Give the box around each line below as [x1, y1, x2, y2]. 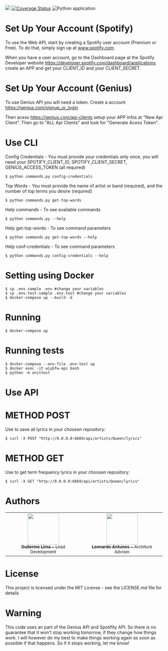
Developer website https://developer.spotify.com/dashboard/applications [5, 60, 156, 66]
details [5, 590, 19, 596]
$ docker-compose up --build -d [5, 295, 72, 300]
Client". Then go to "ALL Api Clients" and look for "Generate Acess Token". [5, 119, 159, 125]
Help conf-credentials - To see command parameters [5, 243, 115, 249]
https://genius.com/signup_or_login [5, 104, 78, 110]
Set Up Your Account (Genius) [5, 83, 132, 94]
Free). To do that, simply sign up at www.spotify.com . [5, 45, 115, 51]
